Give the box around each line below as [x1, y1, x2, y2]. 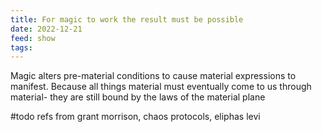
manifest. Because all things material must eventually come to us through [10, 81, 312, 93]
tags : [10, 42, 33, 53]
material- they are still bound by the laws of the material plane [10, 91, 266, 103]
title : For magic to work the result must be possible [10, 14, 244, 25]
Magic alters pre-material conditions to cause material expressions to [10, 70, 297, 82]
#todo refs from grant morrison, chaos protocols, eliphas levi [10, 111, 261, 123]
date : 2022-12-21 [10, 24, 83, 34]
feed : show [10, 33, 56, 43]
